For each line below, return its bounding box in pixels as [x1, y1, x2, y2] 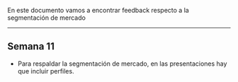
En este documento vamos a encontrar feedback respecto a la [7, 6, 189, 14]
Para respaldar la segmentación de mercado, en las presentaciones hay [17, 59, 227, 68]
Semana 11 [7, 40, 55, 52]
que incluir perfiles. [17, 66, 74, 75]
